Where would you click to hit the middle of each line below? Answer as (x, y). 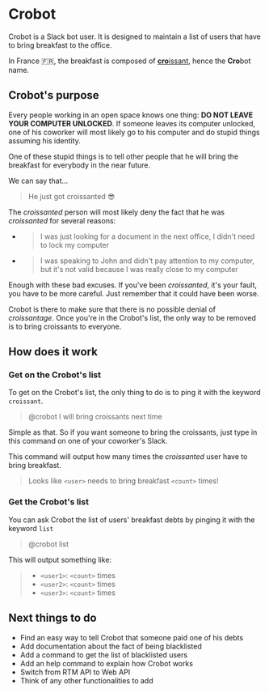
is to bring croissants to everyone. (65, 326)
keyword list (31, 528)
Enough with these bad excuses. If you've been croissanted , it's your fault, (132, 285)
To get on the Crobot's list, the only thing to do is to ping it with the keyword (134, 393)
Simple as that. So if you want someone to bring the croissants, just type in (133, 432)
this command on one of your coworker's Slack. (88, 441)
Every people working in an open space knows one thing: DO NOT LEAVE (131, 115)
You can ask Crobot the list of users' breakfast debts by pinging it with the (132, 520)
